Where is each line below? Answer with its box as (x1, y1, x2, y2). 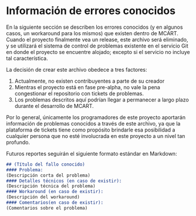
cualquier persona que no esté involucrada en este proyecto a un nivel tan (6, 132, 185, 139)
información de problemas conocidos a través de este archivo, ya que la (6, 120, 181, 127)
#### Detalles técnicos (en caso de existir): (6, 178, 122, 184)
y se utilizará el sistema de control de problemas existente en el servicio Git (6, 42, 189, 49)
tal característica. (6, 55, 48, 62)
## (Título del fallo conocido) (6, 161, 85, 167)
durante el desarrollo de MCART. (14, 102, 94, 109)
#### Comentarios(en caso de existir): (6, 200, 104, 206)
